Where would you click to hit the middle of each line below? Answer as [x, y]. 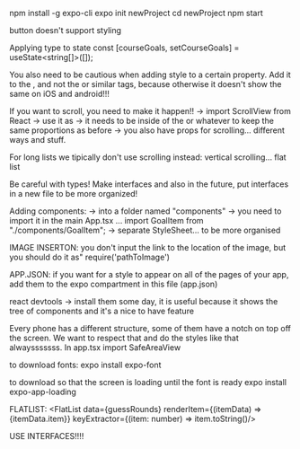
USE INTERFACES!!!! [47, 436]
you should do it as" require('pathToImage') [90, 257]
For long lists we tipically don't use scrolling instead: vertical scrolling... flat [148, 157]
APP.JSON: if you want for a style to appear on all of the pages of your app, [149, 274]
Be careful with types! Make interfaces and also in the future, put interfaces [149, 184]
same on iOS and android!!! [60, 94]
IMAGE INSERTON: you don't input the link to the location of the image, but [147, 247]
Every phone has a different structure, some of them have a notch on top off [150, 328]
